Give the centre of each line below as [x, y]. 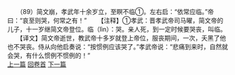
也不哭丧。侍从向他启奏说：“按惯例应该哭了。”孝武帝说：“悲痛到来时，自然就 [118, 47]
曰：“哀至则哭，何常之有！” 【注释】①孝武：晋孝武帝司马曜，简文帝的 [115, 20]
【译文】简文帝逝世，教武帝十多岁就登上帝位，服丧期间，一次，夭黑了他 [123, 38]
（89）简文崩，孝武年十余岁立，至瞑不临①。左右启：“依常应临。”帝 [117, 12]
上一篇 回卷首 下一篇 [37, 64]
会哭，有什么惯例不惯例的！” [49, 55]
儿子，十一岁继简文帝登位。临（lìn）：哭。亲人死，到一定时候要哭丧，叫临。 [117, 29]
